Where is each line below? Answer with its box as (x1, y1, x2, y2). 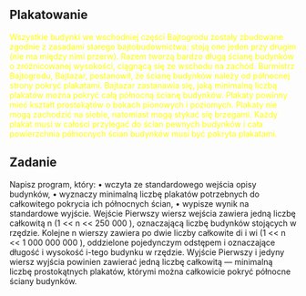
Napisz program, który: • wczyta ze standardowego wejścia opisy (9, 179, 257, 189)
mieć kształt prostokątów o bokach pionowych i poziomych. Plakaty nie (9, 99, 278, 110)
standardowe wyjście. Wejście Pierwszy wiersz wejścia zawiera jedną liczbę (9, 208, 296, 219)
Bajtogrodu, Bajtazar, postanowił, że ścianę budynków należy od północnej (9, 70, 291, 81)
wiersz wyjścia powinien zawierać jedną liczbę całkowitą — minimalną (9, 256, 273, 267)
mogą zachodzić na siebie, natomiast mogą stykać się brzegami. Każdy (9, 108, 278, 119)
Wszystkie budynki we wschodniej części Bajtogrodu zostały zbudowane (9, 31, 284, 42)
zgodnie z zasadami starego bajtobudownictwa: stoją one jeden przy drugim (9, 41, 297, 52)
